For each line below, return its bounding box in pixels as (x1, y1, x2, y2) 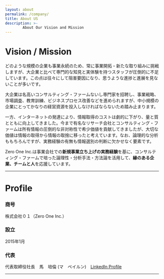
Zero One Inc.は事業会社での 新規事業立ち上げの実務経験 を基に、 (5, 149, 135, 155)
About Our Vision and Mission (22, 25, 84, 30)
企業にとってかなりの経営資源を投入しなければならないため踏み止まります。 (5, 104, 159, 110)
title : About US (5, 16, 38, 21)
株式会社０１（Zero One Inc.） (5, 213, 67, 219)
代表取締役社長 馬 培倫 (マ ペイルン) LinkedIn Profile (5, 264, 122, 270)
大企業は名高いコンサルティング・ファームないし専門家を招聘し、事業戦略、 (5, 92, 159, 97)
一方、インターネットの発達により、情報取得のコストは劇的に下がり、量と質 (5, 114, 159, 120)
